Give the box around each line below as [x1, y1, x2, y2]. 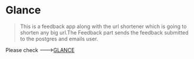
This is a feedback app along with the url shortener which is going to [19, 23, 187, 30]
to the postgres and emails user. [19, 35, 98, 42]
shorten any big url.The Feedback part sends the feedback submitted [19, 29, 189, 36]
